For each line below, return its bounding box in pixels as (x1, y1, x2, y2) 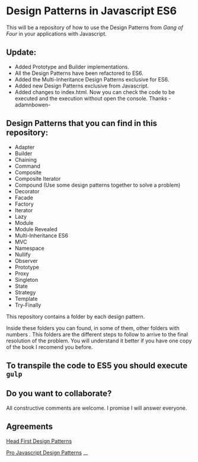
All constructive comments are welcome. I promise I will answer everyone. (6, 404, 187, 411)
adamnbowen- (14, 101, 51, 108)
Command (14, 162, 40, 169)
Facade (14, 194, 34, 201)
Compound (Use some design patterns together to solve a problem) (14, 181, 181, 188)
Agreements (6, 422, 53, 432)
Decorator (14, 187, 40, 194)
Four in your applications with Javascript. (6, 30, 107, 37)
